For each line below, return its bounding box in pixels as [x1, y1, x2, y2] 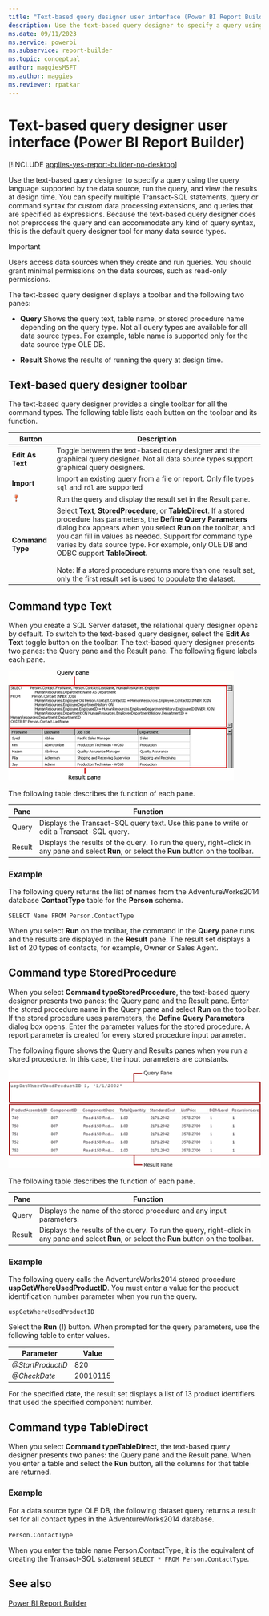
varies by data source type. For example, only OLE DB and [56, 539, 248, 549]
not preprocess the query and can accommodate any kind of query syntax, [8, 217, 256, 228]
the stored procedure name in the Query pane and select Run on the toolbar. [8, 1004, 261, 1014]
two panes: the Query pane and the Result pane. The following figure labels [8, 646, 258, 656]
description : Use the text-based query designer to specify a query [8, 21, 242, 30]
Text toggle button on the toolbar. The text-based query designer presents [8, 638, 255, 647]
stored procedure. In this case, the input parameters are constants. [8, 1054, 230, 1063]
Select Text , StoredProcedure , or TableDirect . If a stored [56, 506, 246, 515]
